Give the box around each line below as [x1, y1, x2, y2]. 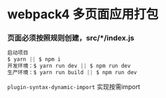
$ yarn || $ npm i [7, 56, 61, 63]
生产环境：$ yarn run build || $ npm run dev [7, 69, 137, 76]
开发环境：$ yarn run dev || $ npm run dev [7, 62, 131, 70]
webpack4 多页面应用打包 [7, 6, 159, 22]
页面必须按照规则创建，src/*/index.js [7, 33, 134, 43]
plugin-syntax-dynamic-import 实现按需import [7, 82, 141, 91]
